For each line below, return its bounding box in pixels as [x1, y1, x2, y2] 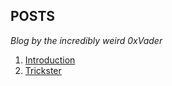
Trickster [24, 64, 62, 76]
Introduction [24, 54, 76, 66]
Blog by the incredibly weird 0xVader [10, 34, 163, 46]
